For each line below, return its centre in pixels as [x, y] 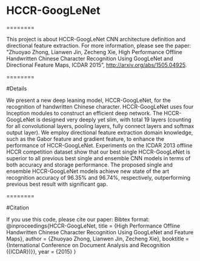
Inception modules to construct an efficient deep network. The [84, 113]
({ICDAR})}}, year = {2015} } [41, 251]
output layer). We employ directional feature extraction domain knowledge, [100, 132]
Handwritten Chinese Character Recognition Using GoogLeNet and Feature [100, 232]
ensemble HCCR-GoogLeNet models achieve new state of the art [88, 171]
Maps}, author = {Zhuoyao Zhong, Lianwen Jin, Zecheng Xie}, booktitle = [98, 239]
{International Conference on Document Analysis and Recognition [88, 245]
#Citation [18, 208]
